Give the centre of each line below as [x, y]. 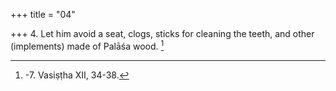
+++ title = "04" [43, 14]
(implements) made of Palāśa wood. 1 [87, 45]
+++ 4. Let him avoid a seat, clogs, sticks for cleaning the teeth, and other [162, 33]
